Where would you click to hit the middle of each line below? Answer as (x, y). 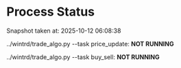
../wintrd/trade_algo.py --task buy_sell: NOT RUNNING (83, 57)
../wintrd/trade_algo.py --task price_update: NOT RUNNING (90, 44)
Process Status (51, 12)
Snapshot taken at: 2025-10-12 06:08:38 (64, 31)
